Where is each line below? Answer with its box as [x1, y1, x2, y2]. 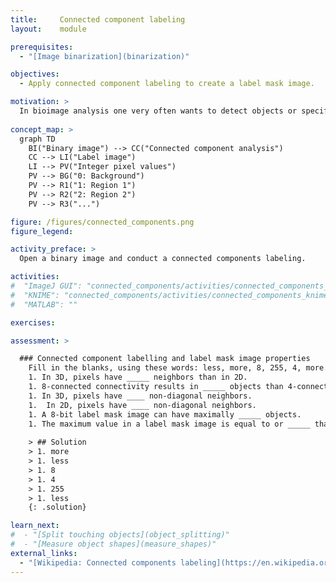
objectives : [10, 69, 60, 80]
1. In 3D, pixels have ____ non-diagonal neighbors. [28, 391, 253, 401]
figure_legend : [10, 226, 74, 236]
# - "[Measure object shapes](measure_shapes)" [10, 539, 217, 549]
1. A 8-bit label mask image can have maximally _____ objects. [28, 409, 302, 420]
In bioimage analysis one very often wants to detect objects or [19, 106, 298, 116]
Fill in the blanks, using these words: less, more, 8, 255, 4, [28, 363, 302, 373]
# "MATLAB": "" [10, 299, 78, 310]
